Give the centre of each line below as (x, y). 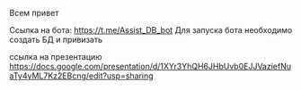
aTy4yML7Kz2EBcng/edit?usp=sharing (82, 76)
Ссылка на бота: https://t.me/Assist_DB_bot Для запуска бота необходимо (151, 30)
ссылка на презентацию (56, 57)
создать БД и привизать (56, 40)
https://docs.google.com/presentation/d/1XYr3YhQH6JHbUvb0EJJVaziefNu (150, 66)
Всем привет (34, 13)
